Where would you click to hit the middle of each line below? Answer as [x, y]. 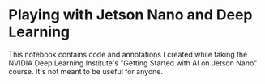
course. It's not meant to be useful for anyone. [86, 71]
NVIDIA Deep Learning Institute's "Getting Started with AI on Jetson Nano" [133, 63]
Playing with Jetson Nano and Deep [130, 15]
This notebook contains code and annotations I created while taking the [128, 54]
